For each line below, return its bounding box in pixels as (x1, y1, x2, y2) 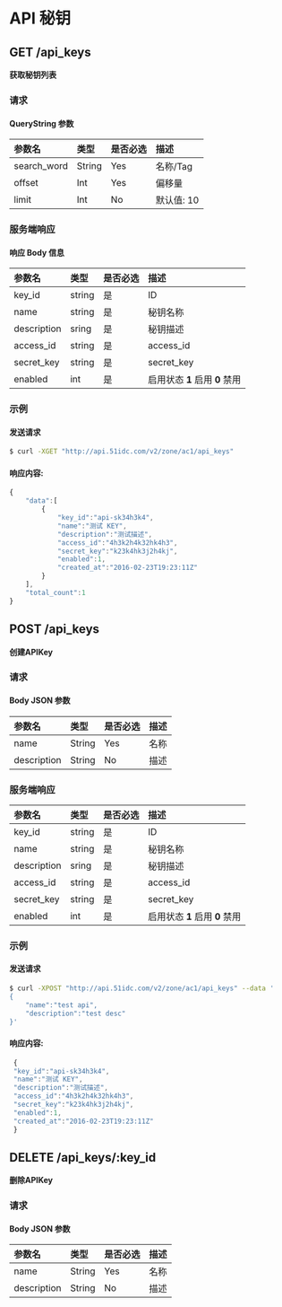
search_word (13, 160, 69, 172)
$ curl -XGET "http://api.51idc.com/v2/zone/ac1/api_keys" (9, 447, 235, 456)
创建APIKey (9, 646, 54, 657)
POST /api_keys (9, 621, 100, 637)
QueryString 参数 (9, 118, 74, 128)
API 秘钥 (9, 8, 72, 29)
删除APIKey (9, 1175, 54, 1186)
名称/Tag (155, 161, 193, 173)
